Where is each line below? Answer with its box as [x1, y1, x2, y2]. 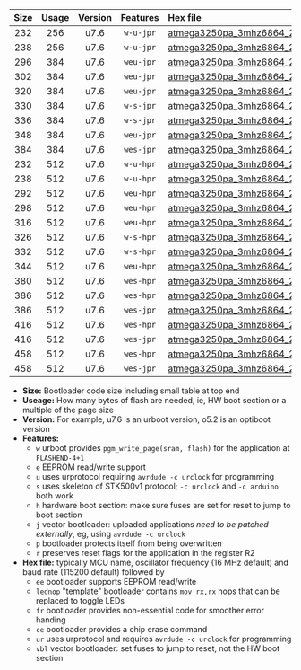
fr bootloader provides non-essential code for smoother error [35, 605, 264, 615]
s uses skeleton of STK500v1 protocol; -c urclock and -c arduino [35, 480, 279, 491]
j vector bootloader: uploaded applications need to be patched [35, 519, 269, 529]
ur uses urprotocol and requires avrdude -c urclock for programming [35, 633, 292, 644]
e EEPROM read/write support [35, 462, 146, 472]
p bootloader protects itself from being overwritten [35, 538, 222, 549]
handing [35, 614, 66, 625]
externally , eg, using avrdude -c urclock [35, 529, 186, 539]
